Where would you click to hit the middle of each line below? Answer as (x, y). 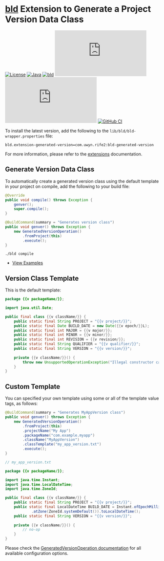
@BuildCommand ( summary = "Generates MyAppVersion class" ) (65, 413)
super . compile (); (31, 209)
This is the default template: (33, 290)
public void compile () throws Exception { (49, 200)
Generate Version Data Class (50, 169)
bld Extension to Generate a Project (78, 9)
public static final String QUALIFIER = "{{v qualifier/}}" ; (77, 344)
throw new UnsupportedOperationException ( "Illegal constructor (88, 362)
